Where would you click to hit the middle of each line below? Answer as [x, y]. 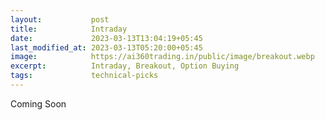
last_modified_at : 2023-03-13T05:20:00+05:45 [106, 47]
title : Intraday [69, 29]
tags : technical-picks [84, 76]
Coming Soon [38, 103]
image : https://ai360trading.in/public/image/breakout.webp [162, 57]
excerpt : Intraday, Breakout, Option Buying [125, 66]
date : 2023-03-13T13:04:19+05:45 [106, 38]
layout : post [60, 19]
